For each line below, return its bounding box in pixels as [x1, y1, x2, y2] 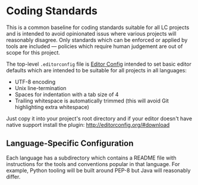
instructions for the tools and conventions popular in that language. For [6, 160, 180, 167]
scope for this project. [6, 49, 61, 56]
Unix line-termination [14, 84, 67, 91]
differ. [6, 173, 21, 180]
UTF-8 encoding [14, 78, 56, 85]
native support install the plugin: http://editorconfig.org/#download [6, 121, 170, 128]
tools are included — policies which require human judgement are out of [6, 43, 183, 50]
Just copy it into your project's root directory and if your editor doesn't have [6, 114, 192, 122]
